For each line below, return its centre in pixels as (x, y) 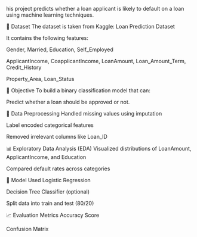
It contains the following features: (47, 38)
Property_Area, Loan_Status (40, 79)
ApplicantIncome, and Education (46, 157)
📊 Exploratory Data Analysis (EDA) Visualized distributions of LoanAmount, (99, 149)
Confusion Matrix (27, 229)
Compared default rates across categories (58, 169)
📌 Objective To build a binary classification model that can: (79, 91)
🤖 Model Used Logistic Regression (48, 180)
